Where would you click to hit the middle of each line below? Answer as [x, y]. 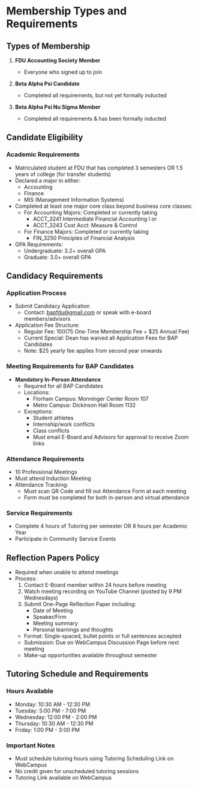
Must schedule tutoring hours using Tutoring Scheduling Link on [94, 759]
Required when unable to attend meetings [67, 573]
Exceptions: [38, 411]
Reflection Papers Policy [53, 558]
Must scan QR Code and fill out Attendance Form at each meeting [105, 491]
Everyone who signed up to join [63, 72]
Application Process [37, 293]
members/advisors [47, 319]
